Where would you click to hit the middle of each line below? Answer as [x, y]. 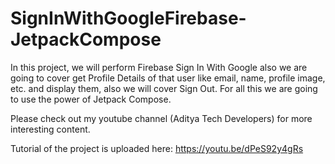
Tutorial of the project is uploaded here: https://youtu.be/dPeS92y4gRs [157, 148]
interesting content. [50, 129]
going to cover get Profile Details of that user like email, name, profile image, [168, 78]
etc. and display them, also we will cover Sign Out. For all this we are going [164, 88]
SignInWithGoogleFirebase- [128, 18]
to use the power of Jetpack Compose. [91, 99]
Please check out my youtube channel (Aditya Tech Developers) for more [161, 118]
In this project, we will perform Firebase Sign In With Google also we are [159, 67]
